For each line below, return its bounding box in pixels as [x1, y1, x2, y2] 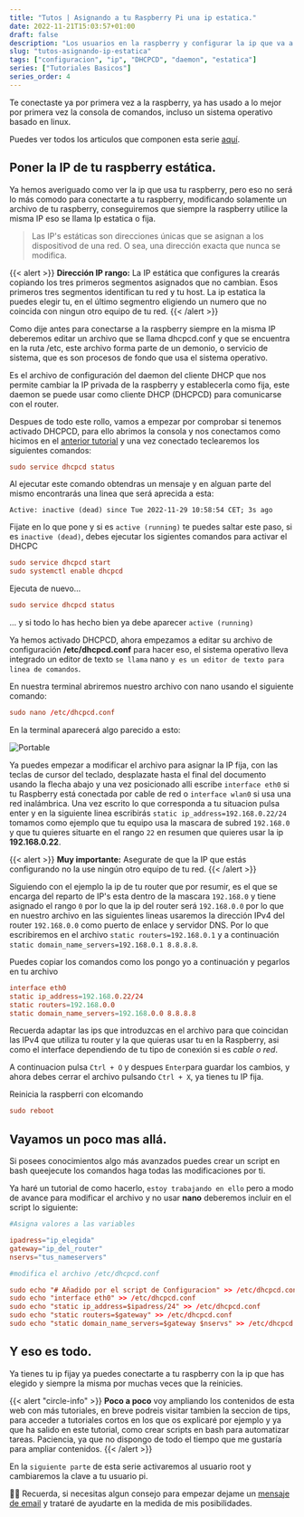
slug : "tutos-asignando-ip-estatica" [9, 47, 152, 56]
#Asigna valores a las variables [9, 1219, 136, 1229]
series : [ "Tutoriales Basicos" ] [9, 64, 131, 73]
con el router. [9, 398, 59, 409]
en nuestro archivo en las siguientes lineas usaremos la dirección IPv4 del [9, 910, 285, 921]
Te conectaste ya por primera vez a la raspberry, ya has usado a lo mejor [9, 97, 282, 108]
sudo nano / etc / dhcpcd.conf [9, 708, 116, 718]
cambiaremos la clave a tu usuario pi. [9, 1470, 148, 1481]
